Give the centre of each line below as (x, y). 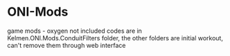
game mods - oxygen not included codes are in (74, 31)
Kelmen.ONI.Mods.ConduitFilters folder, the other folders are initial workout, (115, 38)
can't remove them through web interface (67, 45)
